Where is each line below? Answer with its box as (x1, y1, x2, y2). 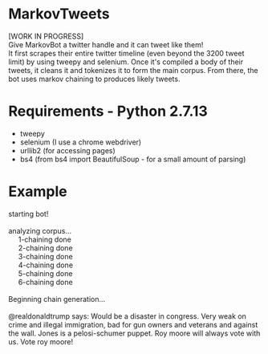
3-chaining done (18, 251, 74, 261)
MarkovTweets (8, 5, 110, 23)
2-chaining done (18, 242, 74, 253)
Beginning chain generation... (8, 294, 106, 303)
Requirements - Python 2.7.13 (8, 102, 209, 120)
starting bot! (8, 209, 49, 218)
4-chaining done (18, 260, 74, 270)
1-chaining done (18, 234, 72, 244)
